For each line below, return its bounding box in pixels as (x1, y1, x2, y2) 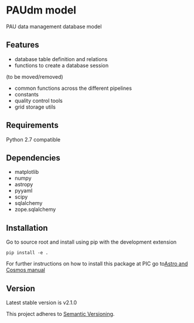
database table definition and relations (14, 55, 108, 62)
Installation (6, 223, 48, 233)
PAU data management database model (6, 23, 102, 30)
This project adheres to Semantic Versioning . (6, 311, 115, 317)
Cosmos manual (6, 267, 45, 274)
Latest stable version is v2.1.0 (6, 299, 77, 306)
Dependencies (6, 153, 60, 163)
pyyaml (14, 187, 33, 194)
